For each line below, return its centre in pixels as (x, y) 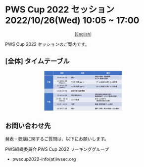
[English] (83, 34)
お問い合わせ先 (28, 126)
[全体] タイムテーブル (38, 61)
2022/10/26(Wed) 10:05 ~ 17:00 (72, 20)
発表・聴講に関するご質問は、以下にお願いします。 (57, 138)
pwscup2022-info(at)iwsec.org (44, 159)
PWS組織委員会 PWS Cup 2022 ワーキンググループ (57, 149)
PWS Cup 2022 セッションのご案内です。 (47, 44)
